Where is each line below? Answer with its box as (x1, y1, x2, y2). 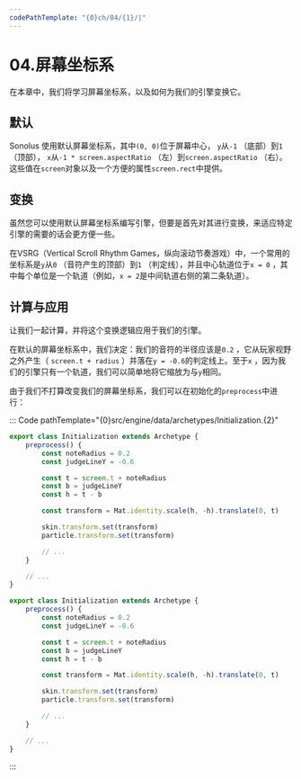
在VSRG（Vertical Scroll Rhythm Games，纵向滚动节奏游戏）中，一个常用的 (9, 248, 290, 259)
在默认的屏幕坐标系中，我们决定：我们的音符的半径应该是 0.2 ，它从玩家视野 (9, 344, 292, 354)
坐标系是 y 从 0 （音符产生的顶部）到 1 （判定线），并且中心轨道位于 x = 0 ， (9, 259, 281, 270)
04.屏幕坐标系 (9, 55, 115, 75)
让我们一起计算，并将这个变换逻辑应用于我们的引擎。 (9, 325, 207, 336)
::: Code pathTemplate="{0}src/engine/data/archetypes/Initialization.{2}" (9, 415, 279, 425)
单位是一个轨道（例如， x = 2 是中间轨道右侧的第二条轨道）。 (32, 271, 254, 282)
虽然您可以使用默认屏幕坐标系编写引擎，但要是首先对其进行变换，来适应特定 (9, 218, 293, 228)
